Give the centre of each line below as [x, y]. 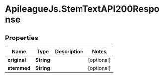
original [17, 60]
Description [69, 52]
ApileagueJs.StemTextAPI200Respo [82, 9]
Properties [22, 38]
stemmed [19, 68]
